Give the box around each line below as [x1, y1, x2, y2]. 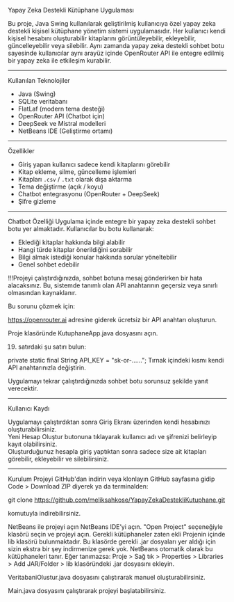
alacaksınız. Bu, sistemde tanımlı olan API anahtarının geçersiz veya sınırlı [8, 281, 218, 290]
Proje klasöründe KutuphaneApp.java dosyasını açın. [8, 329, 158, 337]
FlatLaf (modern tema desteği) [17, 104, 106, 113]
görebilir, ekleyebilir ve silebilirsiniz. [8, 455, 110, 463]
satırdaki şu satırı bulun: [17, 342, 86, 351]
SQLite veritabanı [17, 97, 68, 105]
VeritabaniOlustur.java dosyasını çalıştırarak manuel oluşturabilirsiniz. [8, 573, 206, 581]
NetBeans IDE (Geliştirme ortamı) [17, 127, 113, 135]
